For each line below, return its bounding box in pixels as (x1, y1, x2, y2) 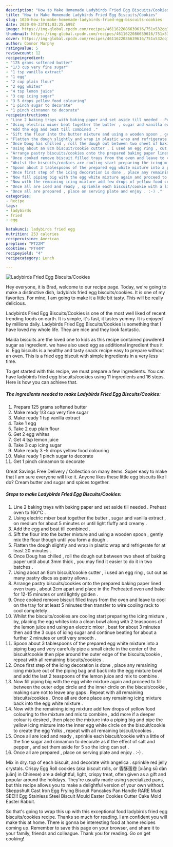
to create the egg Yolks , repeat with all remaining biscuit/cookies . (13, 727, 155, 734)
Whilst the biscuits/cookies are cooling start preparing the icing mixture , (13, 613, 167, 619)
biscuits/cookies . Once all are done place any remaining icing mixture (13, 695, 162, 701)
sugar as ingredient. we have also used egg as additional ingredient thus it (6, 342, 163, 348)
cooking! (6, 836, 25, 842)
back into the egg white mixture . (13, 700, 83, 706)
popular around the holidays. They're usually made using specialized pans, (6, 777, 164, 783)
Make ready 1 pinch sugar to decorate (13, 453, 94, 459)
